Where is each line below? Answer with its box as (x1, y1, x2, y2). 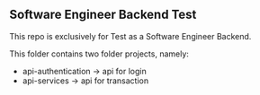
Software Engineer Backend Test (9, 7, 197, 22)
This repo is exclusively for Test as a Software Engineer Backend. (9, 30, 252, 41)
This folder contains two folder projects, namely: (9, 48, 189, 59)
